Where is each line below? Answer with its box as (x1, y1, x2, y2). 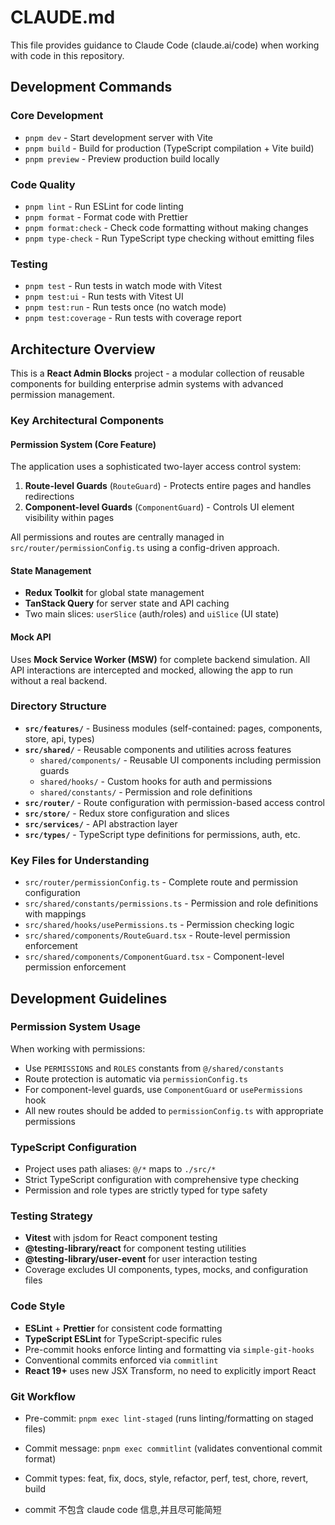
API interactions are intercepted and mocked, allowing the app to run (10, 664, 294, 676)
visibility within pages (24, 512, 115, 524)
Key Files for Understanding (10, 853, 150, 867)
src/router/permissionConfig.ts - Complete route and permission (24, 876, 299, 888)
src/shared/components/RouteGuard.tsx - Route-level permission (24, 929, 291, 941)
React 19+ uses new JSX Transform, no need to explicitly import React (24, 1364, 317, 1376)
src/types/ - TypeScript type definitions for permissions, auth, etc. (24, 828, 301, 840)
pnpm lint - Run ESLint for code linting (24, 200, 184, 212)
